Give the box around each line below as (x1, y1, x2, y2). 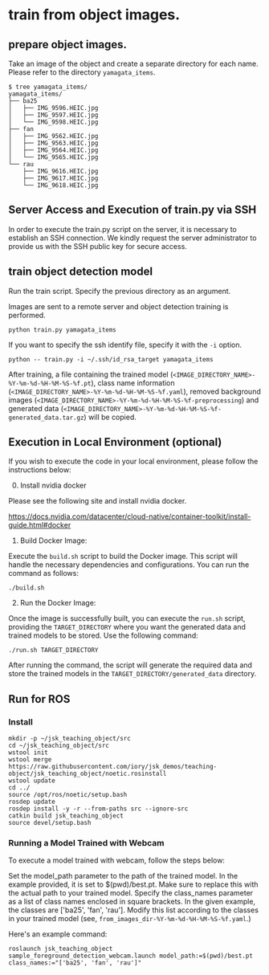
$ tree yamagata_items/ (8, 83, 88, 91)
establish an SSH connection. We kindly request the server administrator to (8, 233, 257, 243)
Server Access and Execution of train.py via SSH (8, 203, 257, 217)
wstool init (8, 749, 48, 757)
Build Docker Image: (19, 536, 88, 545)
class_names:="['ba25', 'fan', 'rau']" (8, 959, 142, 967)
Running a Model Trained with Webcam (8, 838, 165, 849)
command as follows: (8, 569, 79, 578)
